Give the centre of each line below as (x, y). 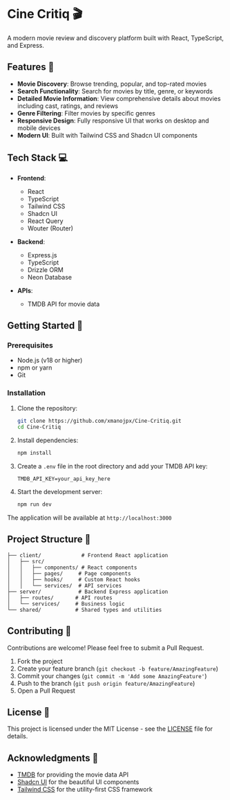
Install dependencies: (48, 440)
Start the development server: (60, 492)
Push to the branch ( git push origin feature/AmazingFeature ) (106, 683)
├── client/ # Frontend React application (88, 555)
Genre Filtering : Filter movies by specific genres (86, 113)
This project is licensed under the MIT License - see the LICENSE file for (110, 729)
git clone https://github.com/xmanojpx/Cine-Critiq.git (99, 421)
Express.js (42, 255)
